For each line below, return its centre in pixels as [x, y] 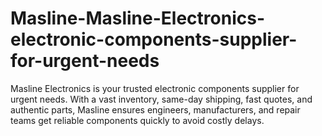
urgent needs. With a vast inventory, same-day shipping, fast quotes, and [161, 99]
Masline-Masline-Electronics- [137, 18]
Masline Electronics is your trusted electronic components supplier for [155, 88]
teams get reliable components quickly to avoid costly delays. [137, 120]
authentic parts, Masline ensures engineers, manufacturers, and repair [155, 109]
